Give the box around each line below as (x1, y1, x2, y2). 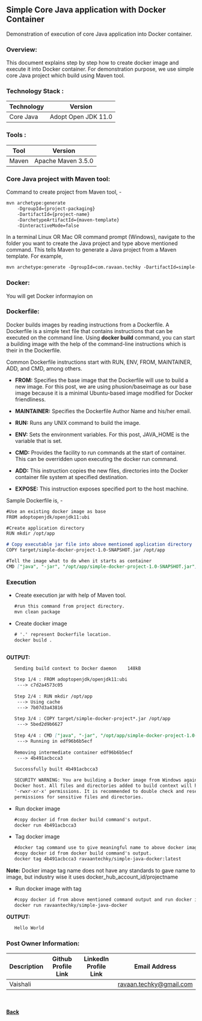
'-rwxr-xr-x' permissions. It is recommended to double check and (14, 788, 185, 794)
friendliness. (14, 395, 46, 403)
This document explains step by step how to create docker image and (6, 59, 179, 66)
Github (52, 955, 72, 963)
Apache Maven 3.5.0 (34, 156, 94, 165)
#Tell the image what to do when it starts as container (6, 558, 152, 564)
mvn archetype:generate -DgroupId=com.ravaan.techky (6, 264, 141, 270)
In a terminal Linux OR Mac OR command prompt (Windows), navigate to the (6, 234, 195, 241)
